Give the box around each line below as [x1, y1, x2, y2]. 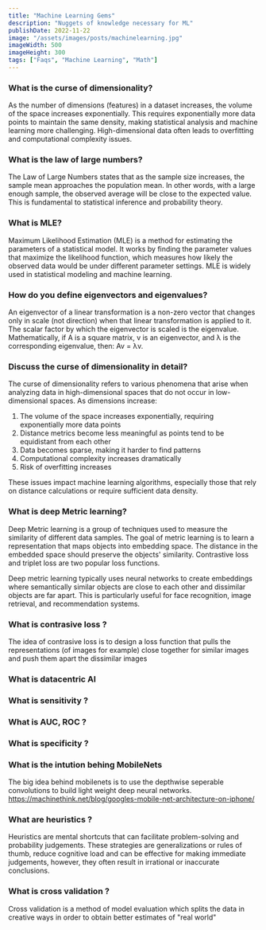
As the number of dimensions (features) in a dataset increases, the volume [8, 100, 253, 110]
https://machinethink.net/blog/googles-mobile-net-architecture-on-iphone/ [8, 794, 256, 803]
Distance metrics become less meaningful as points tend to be [19, 428, 225, 438]
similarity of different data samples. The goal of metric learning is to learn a [8, 533, 255, 542]
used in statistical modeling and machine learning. [8, 269, 172, 279]
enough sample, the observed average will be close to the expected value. [8, 189, 253, 199]
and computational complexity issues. [8, 135, 133, 144]
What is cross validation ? [8, 885, 110, 897]
